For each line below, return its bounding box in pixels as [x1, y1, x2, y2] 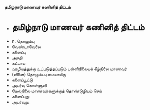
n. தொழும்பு [11, 38, 35, 44]
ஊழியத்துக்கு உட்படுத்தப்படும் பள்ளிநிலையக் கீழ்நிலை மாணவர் [11, 66, 127, 72]
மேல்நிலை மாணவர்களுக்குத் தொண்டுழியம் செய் [11, 88, 102, 94]
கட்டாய [11, 60, 26, 66]
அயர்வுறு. [11, 99, 30, 105]
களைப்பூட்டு [11, 77, 33, 82]
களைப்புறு [11, 93, 30, 99]
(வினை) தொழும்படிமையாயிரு [11, 71, 66, 77]
